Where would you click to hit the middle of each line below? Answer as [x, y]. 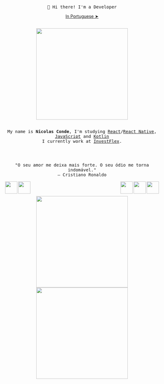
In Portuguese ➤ [82, 16]
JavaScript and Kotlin [82, 136]
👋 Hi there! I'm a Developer [82, 7]
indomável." [82, 170]
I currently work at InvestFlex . [82, 141]
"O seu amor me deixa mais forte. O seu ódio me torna [82, 165]
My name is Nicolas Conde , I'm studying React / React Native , [82, 131]
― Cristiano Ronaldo [82, 175]
